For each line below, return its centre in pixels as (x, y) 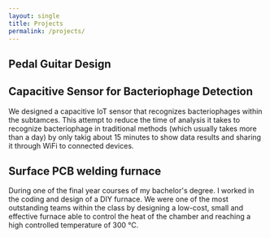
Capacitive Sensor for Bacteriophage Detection (131, 91)
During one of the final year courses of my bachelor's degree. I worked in (131, 191)
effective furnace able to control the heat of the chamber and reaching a (130, 217)
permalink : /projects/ (47, 31)
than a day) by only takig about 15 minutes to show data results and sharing (135, 137)
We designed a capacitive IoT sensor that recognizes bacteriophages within (135, 111)
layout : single (34, 16)
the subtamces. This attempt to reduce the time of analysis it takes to (124, 119)
